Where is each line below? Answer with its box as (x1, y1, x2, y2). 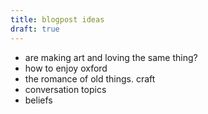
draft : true (10, 24, 60, 34)
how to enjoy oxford (24, 62, 108, 74)
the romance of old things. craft (24, 72, 156, 85)
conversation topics (24, 83, 107, 95)
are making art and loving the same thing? (24, 51, 198, 63)
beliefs (24, 94, 53, 106)
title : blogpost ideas (10, 14, 105, 25)
